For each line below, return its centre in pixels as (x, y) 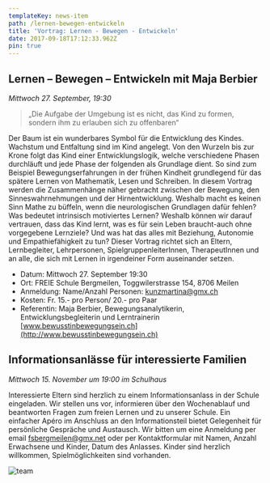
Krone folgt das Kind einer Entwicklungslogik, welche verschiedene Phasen (134, 155)
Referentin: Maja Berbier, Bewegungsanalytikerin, (102, 308)
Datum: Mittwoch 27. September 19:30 (84, 274)
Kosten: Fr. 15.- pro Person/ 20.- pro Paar (89, 299)
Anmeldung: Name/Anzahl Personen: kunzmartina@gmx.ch (119, 291)
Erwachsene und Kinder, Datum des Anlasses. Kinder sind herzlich (119, 447)
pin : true (25, 46)
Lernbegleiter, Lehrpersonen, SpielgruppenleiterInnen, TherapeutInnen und (134, 250)
